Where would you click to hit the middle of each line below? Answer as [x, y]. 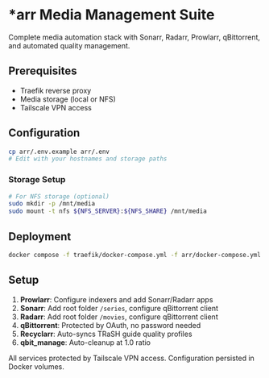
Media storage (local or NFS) [68, 99]
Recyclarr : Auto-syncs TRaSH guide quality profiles [106, 334]
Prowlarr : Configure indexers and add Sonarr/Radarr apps [116, 299]
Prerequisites [43, 71]
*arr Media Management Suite [112, 15]
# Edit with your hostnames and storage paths [88, 159]
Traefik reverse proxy [56, 90]
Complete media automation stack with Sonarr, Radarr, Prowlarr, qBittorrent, [134, 37]
